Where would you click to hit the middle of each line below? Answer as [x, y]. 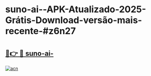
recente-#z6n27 [41, 31]
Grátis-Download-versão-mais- [74, 20]
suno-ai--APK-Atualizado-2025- [76, 9]
